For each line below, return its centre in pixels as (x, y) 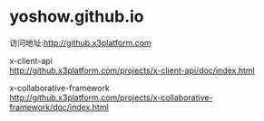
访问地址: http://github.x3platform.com (80, 42)
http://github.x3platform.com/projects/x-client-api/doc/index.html (132, 70)
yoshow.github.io (77, 17)
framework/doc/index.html (59, 107)
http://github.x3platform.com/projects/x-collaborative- (111, 98)
